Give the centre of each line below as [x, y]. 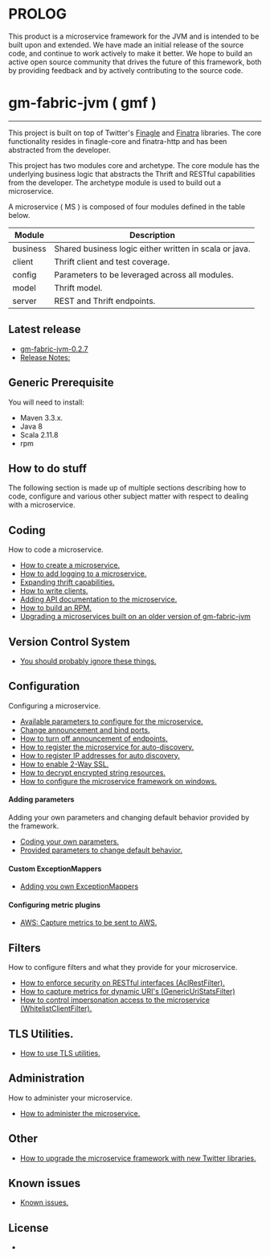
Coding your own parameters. [69, 841]
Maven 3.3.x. [41, 417]
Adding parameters [41, 799]
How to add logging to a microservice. [83, 574]
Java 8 [31, 426]
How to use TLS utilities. [60, 1053]
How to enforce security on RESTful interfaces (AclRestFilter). [122, 983]
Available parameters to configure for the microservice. [111, 721]
